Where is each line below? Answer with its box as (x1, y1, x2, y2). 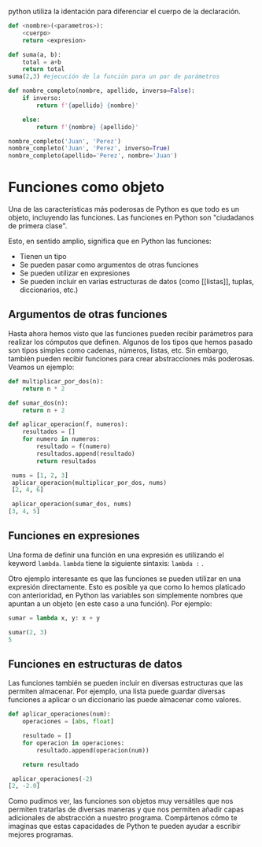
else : (22, 116, 41, 124)
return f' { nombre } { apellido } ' (36, 123, 139, 131)
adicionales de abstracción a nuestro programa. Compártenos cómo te (8, 813, 238, 823)
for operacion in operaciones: (22, 739, 125, 747)
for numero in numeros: (22, 435, 101, 443)
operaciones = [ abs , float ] (22, 718, 114, 726)
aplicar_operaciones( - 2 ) (11, 775, 93, 782)
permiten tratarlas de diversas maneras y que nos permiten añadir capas (8, 804, 244, 814)
